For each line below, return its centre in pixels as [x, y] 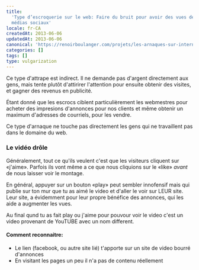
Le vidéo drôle [27, 147]
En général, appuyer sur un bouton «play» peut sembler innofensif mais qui [98, 185]
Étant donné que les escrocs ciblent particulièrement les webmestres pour [97, 102]
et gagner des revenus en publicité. [49, 91]
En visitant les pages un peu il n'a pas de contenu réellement [89, 261]
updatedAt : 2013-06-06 [34, 39]
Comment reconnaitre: [35, 235]
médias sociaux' [31, 22]
